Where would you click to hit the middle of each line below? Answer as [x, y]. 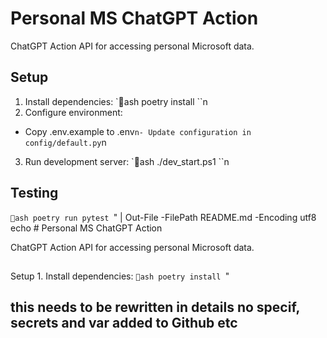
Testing [34, 193]
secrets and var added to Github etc [124, 323]
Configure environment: [73, 112]
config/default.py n [65, 142]
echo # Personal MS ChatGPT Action [86, 228]
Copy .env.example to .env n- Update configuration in [138, 131]
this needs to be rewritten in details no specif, [155, 307]
